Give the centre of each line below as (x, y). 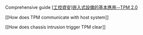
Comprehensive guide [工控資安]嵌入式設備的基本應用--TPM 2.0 (71, 7)
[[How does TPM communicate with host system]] (57, 17)
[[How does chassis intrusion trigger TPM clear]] (55, 27)
